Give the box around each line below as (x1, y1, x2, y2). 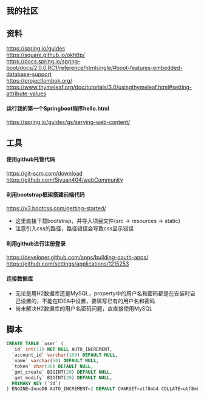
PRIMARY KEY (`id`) (12, 380, 61, 386)
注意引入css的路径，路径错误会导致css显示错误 (15, 225, 134, 232)
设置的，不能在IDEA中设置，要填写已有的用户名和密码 (20, 297, 155, 304)
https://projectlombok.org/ (6, 77, 73, 84)
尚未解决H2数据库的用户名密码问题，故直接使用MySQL (15, 304, 153, 312)
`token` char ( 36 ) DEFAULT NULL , (12, 363, 94, 369)
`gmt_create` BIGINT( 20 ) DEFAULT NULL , (12, 369, 113, 375)
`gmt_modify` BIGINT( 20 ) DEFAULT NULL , (12, 374, 113, 381)
